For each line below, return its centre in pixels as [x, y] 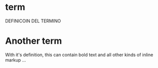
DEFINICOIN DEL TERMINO [33, 21]
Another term [34, 41]
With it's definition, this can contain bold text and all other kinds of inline [79, 55]
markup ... [16, 60]
